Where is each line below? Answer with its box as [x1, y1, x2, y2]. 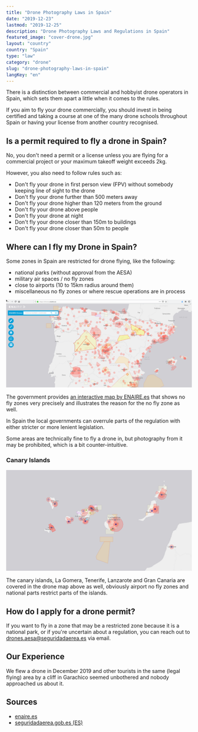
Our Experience [6, 652, 65, 662]
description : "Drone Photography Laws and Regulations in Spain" [6, 28, 170, 34]
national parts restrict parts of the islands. [6, 589, 108, 596]
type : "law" [6, 53, 35, 59]
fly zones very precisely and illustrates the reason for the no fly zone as [6, 400, 180, 407]
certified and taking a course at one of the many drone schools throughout [6, 113, 187, 120]
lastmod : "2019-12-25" [6, 22, 62, 28]
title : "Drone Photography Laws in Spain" [6, 9, 112, 15]
